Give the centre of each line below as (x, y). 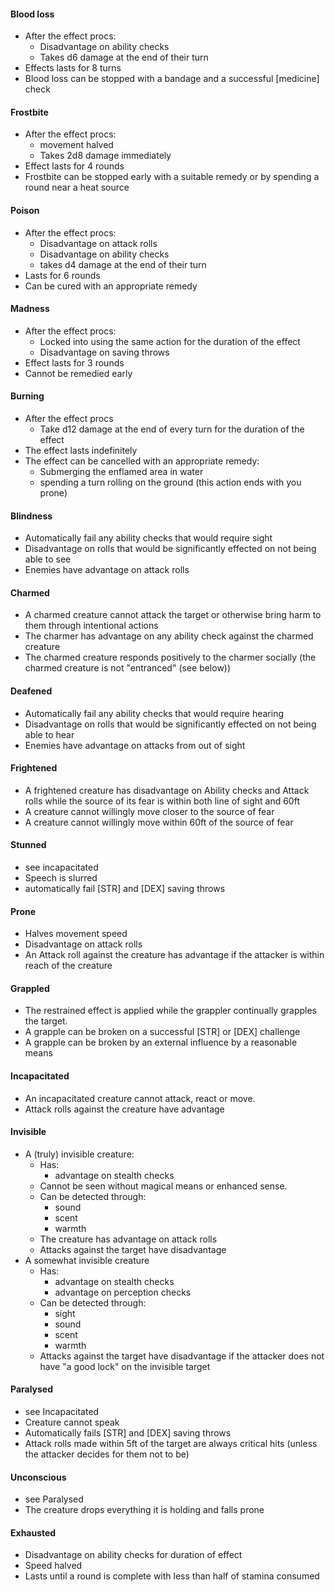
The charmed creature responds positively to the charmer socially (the (170, 657)
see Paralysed (54, 1499)
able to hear (49, 734)
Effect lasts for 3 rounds (74, 362)
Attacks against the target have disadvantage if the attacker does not (182, 1356)
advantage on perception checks (123, 1292)
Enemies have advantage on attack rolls (107, 570)
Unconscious (38, 1477)
